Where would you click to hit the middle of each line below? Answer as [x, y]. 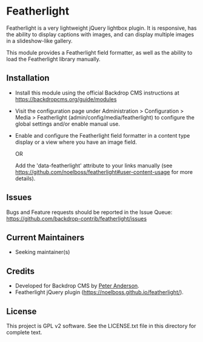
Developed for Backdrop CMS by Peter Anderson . [77, 286]
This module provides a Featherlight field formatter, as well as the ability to [99, 52]
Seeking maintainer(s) [42, 252]
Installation [28, 78]
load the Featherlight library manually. [54, 59]
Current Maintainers [45, 237]
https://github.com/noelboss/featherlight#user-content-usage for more [104, 172]
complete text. [24, 332]
